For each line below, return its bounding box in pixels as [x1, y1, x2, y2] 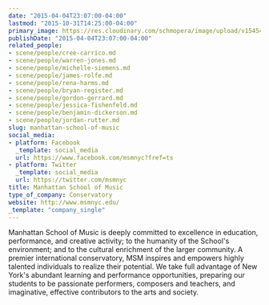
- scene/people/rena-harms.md [8, 79, 110, 87]
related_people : [8, 42, 62, 50]
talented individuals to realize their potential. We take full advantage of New [8, 262, 258, 271]
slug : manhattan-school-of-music [8, 124, 120, 132]
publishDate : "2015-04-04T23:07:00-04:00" [8, 34, 152, 43]
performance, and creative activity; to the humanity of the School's [8, 236, 230, 246]
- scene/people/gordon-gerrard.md [8, 94, 124, 102]
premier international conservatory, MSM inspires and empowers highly [8, 254, 244, 263]
